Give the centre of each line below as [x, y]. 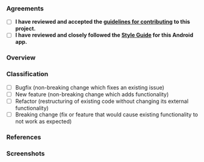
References [24, 137]
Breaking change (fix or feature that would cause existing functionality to [107, 114]
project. [25, 29]
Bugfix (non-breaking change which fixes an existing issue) [90, 87]
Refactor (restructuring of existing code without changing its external [102, 101]
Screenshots [26, 153]
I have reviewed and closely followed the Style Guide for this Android [104, 35]
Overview [21, 58]
